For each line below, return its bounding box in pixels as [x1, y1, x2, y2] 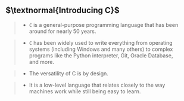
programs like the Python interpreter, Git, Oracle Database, [29, 51, 173, 59]
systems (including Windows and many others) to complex [29, 45, 173, 53]
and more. [29, 58, 55, 65]
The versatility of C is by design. [29, 69, 108, 77]
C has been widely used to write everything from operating [29, 39, 173, 46]
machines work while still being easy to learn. [29, 87, 141, 95]
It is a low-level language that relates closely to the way [29, 81, 166, 88]
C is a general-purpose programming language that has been [29, 21, 179, 28]
